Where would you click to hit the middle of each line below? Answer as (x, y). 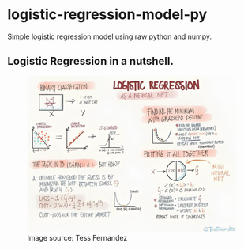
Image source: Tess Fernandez (77, 237)
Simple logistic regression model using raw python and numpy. (110, 36)
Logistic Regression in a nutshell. (91, 61)
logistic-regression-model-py (107, 15)
